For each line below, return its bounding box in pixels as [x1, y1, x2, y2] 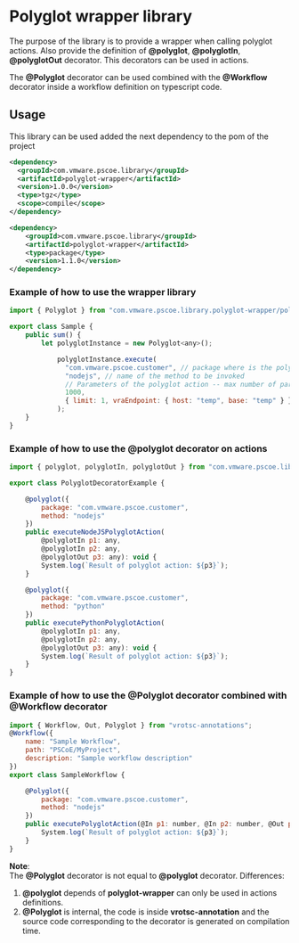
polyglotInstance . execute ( [56, 355, 158, 364]
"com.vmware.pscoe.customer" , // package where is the [65, 363, 273, 372]
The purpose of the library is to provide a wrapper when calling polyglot [9, 36, 273, 46]
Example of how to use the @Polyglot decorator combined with [9, 689, 287, 701]
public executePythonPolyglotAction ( [25, 619, 166, 627]
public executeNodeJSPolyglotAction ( [25, 528, 166, 537]
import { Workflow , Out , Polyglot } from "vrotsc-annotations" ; [9, 720, 253, 730]
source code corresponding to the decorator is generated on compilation [21, 915, 290, 926]
